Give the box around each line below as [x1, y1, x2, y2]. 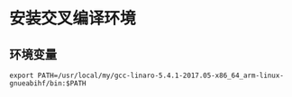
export [9, 71, 34, 80]
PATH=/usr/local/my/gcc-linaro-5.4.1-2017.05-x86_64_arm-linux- [37, 71, 284, 80]
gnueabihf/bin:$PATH [9, 79, 87, 88]
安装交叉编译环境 [9, 8, 137, 29]
